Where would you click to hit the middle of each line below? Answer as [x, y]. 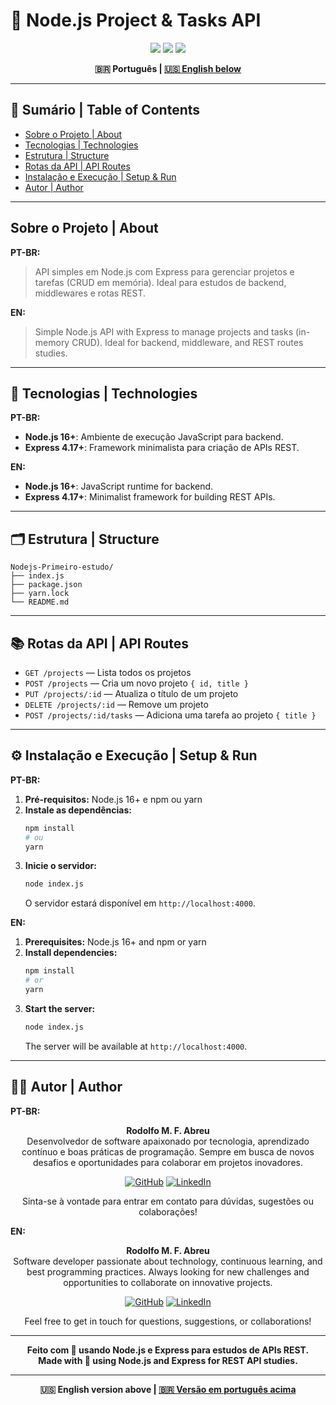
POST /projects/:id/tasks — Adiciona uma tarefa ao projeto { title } [170, 715]
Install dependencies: [71, 953]
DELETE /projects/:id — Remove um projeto [116, 704]
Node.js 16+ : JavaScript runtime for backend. [119, 486]
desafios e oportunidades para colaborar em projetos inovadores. [168, 1162]
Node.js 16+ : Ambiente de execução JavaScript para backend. [154, 437]
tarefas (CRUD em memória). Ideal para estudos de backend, [160, 282]
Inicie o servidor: [60, 866]
